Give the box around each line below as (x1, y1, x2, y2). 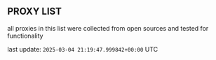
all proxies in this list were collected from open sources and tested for (7, 24, 209, 32)
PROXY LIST (7, 6, 62, 17)
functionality (7, 31, 43, 40)
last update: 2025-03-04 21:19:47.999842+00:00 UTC (7, 45, 158, 53)
